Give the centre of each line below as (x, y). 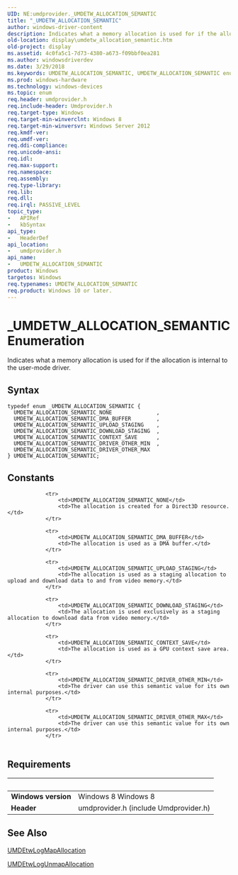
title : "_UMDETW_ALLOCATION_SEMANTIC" (64, 21)
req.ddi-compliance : (38, 146)
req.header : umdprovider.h (47, 100)
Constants (31, 478)
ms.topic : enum (30, 93)
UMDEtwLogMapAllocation (47, 850)
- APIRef (23, 218)
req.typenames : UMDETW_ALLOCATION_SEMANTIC (73, 284)
